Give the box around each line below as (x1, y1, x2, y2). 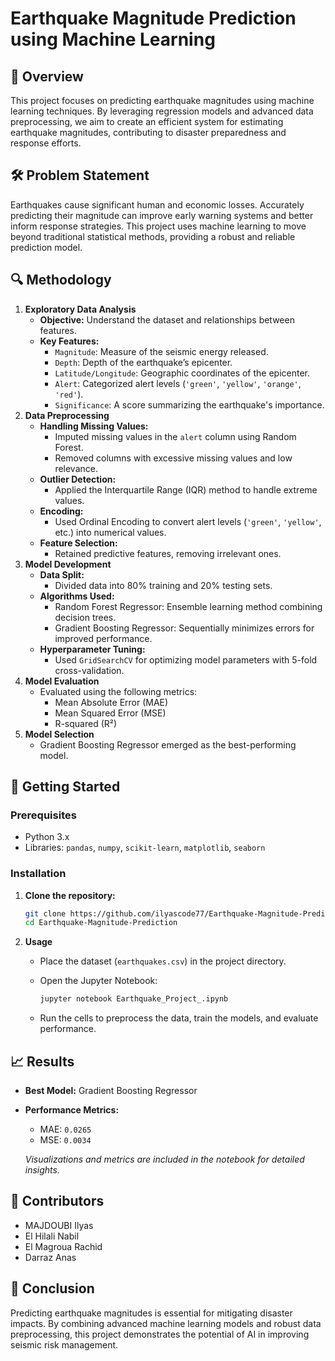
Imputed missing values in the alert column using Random (54, 430, 297, 442)
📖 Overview (10, 68, 84, 85)
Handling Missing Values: (39, 420, 149, 432)
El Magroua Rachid (24, 1240, 103, 1252)
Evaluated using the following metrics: (39, 685, 198, 697)
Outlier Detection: (39, 473, 117, 485)
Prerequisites (10, 808, 77, 822)
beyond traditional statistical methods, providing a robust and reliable (10, 230, 296, 242)
